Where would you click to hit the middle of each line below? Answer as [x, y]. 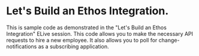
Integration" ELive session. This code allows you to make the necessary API [100, 33]
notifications [22, 46]
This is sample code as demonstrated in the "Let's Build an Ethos [86, 27]
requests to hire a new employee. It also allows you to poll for [82, 40]
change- [169, 40]
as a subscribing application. [73, 46]
